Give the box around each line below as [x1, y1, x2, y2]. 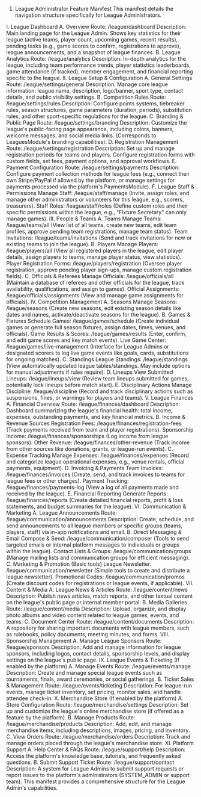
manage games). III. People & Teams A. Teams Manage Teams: [6, 215, 162, 222]
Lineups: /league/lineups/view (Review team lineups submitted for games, [6, 375, 189, 382]
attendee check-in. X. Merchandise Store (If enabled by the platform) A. [6, 695, 184, 702]
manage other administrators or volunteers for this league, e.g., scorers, [6, 196, 184, 203]
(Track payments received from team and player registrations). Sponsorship [6, 426, 194, 433]
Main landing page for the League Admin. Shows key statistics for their [6, 29, 182, 37]
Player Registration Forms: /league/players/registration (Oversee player [6, 260, 182, 267]
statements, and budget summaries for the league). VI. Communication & [6, 503, 187, 510]
